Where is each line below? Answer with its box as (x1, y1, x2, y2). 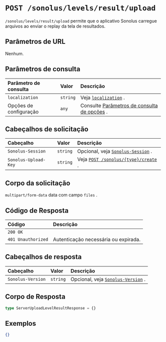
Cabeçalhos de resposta (5, 253, 82, 261)
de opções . (80, 108, 108, 115)
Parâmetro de (7, 79, 41, 86)
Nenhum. (5, 50, 24, 56)
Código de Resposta (5, 206, 69, 215)
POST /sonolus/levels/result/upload (5, 3, 156, 13)
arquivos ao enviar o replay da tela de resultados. (5, 23, 106, 29)
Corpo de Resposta (5, 293, 66, 301)
